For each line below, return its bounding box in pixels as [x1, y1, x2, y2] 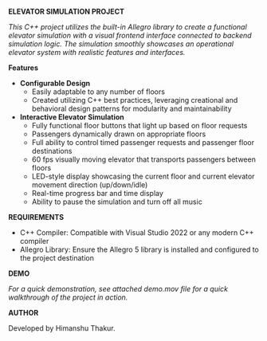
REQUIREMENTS [8, 213, 65, 221]
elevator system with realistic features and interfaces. [8, 48, 186, 57]
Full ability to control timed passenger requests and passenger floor [31, 138, 255, 147]
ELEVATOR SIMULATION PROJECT [8, 7, 125, 16]
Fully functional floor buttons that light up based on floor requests [31, 121, 248, 130]
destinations [31, 147, 73, 155]
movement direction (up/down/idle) [31, 180, 148, 190]
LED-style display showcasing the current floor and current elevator [31, 171, 255, 181]
